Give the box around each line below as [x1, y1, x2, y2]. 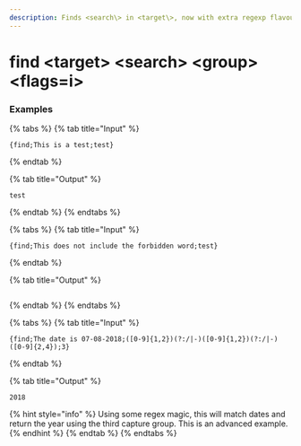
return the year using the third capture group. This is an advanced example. [9, 418, 288, 429]
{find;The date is [9, 335, 78, 344]
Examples [9, 102, 54, 115]
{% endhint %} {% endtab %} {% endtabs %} [9, 428, 177, 439]
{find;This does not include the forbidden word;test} [9, 241, 219, 251]
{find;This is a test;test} [9, 141, 115, 150]
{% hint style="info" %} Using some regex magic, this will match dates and [9, 409, 286, 420]
